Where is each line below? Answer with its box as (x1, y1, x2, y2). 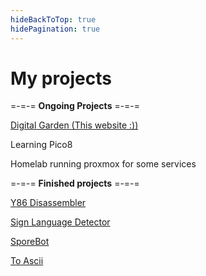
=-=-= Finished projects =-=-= (10, 177, 140, 190)
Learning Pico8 (10, 139, 73, 151)
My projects (10, 67, 112, 90)
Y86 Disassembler (10, 197, 87, 209)
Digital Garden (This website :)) (10, 119, 139, 131)
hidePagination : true (10, 24, 101, 34)
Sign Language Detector (10, 216, 111, 228)
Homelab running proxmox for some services (10, 158, 197, 170)
